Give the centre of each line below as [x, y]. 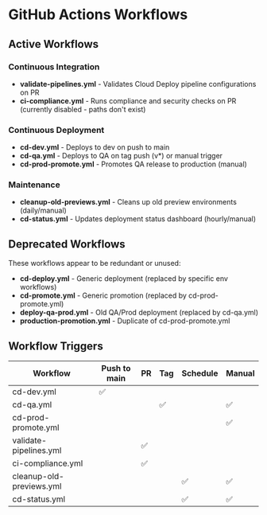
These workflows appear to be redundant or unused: [95, 263]
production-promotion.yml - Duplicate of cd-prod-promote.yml [125, 321]
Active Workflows [54, 44]
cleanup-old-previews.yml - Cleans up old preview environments [128, 202]
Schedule [200, 373]
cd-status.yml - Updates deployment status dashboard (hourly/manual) [138, 219]
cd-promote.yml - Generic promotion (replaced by [103, 295]
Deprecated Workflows [67, 244]
